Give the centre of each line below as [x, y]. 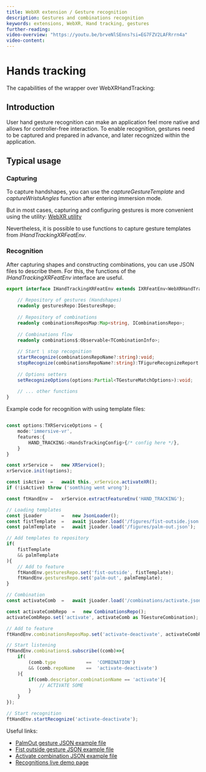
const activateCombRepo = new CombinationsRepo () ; [77, 612]
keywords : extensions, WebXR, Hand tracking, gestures [78, 23]
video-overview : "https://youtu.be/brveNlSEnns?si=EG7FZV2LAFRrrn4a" [97, 35]
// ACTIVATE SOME [61, 685]
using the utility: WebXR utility [44, 217]
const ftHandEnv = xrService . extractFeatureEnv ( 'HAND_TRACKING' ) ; [96, 499]
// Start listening [31, 645]
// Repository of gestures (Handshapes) [70, 300]
